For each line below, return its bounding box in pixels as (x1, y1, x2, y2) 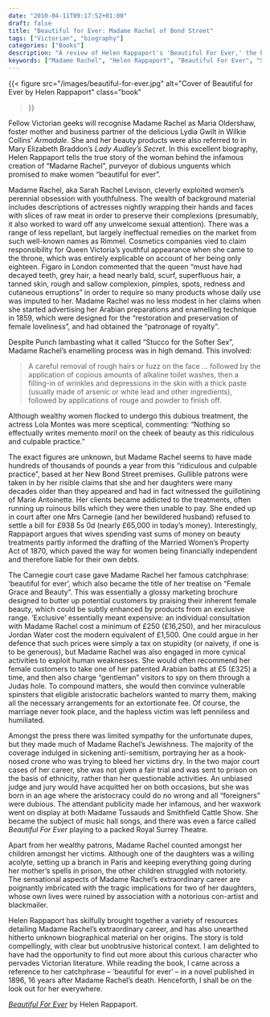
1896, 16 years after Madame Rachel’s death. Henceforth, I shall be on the (8, 975, 252, 985)
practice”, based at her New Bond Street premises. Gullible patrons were (8, 469, 248, 479)
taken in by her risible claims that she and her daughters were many (8, 477, 233, 487)
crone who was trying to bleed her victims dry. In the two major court (31, 756, 260, 766)
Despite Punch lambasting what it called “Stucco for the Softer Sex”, (8, 337, 235, 346)
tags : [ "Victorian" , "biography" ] (8, 34, 125, 43)
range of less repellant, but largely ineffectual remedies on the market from (8, 227, 257, 237)
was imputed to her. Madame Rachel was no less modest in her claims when (8, 296, 261, 305)
